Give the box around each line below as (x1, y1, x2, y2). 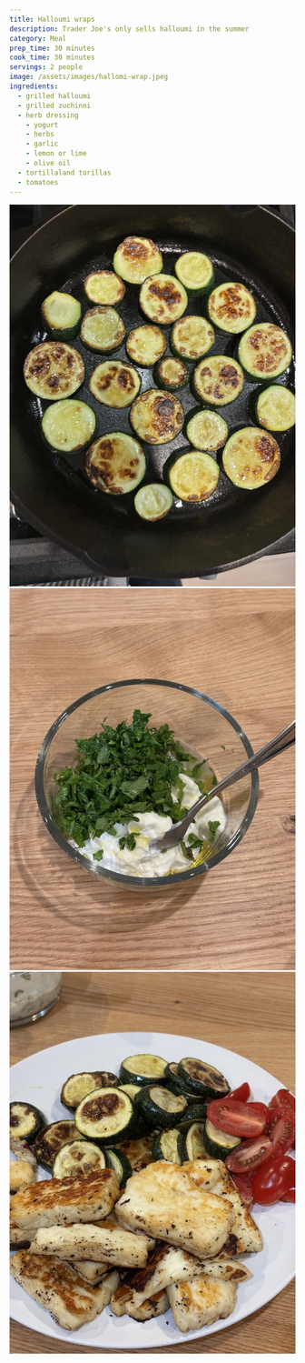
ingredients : (9, 82, 59, 91)
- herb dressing (17, 110, 79, 120)
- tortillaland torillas (17, 168, 112, 177)
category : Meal (9, 34, 67, 43)
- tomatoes (17, 177, 59, 186)
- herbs (25, 130, 54, 139)
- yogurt (25, 120, 59, 129)
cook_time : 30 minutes (9, 53, 95, 63)
